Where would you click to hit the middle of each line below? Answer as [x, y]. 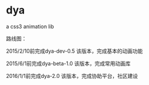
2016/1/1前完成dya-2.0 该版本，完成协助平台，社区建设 [72, 76]
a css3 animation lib [30, 26]
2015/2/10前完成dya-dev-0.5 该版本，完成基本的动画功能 [74, 51]
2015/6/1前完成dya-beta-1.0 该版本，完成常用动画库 [68, 63]
